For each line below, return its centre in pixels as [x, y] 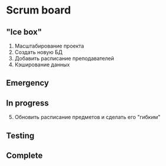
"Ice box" [24, 32]
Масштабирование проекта [49, 46]
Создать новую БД [39, 52]
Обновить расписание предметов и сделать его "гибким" [87, 117]
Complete [24, 155]
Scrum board [39, 10]
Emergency [27, 83]
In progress [27, 103]
